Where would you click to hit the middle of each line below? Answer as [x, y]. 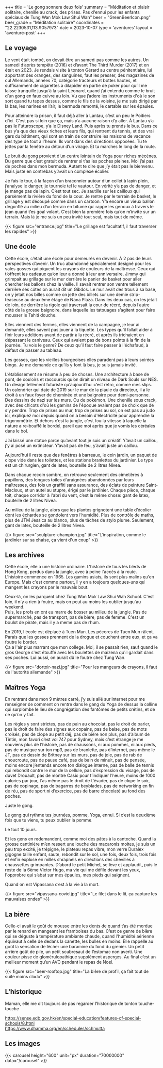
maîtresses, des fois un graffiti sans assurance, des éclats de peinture [75, 485]
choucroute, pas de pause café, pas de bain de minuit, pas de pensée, [75, 760]
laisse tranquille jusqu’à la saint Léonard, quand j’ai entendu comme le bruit [80, 90]
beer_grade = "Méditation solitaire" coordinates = [55, 22]
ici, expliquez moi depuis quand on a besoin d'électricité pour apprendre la [80, 415]
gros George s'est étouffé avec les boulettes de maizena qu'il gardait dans [79, 653]
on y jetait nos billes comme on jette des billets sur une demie [67, 294]
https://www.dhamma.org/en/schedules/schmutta [55, 1028]
